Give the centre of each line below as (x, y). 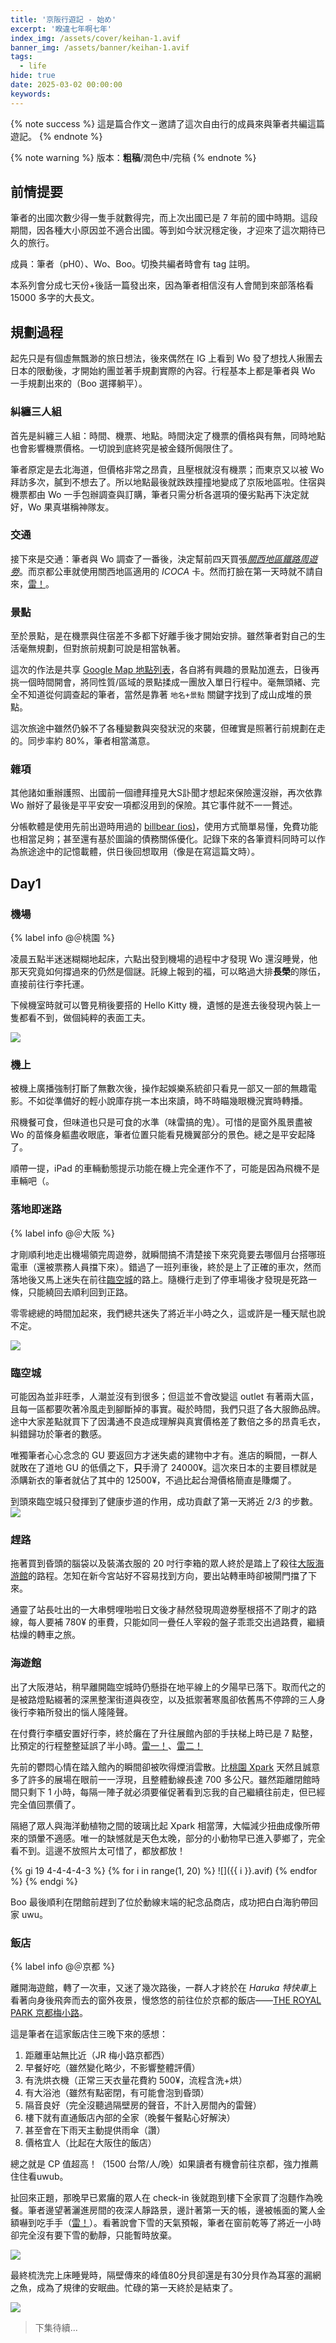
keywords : (31, 94)
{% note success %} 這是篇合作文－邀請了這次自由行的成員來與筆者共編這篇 (168, 123)
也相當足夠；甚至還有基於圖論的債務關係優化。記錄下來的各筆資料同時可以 (163, 839)
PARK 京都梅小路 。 (49, 2012)
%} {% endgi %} (44, 1881)
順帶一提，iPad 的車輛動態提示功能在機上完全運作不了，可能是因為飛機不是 (165, 1168)
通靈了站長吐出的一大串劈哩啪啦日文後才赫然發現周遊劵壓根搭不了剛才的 (159, 1610)
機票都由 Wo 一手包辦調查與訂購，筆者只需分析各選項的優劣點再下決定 (155, 494)
